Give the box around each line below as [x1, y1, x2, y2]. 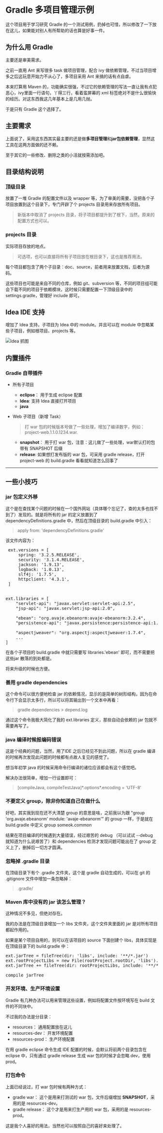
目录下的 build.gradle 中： [18, 943, 70, 949]
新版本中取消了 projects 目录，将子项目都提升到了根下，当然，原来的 [17, 212, 155, 218]
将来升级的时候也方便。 [5, 666, 52, 672]
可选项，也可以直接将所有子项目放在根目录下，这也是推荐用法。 [17, 253, 145, 259]
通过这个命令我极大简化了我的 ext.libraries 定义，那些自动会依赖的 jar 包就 [5, 717, 153, 723]
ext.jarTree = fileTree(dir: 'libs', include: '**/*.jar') [5, 953, 149, 958]
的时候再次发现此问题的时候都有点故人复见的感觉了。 [5, 754, 112, 760]
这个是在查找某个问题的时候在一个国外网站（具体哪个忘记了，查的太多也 [5, 505, 149, 511]
